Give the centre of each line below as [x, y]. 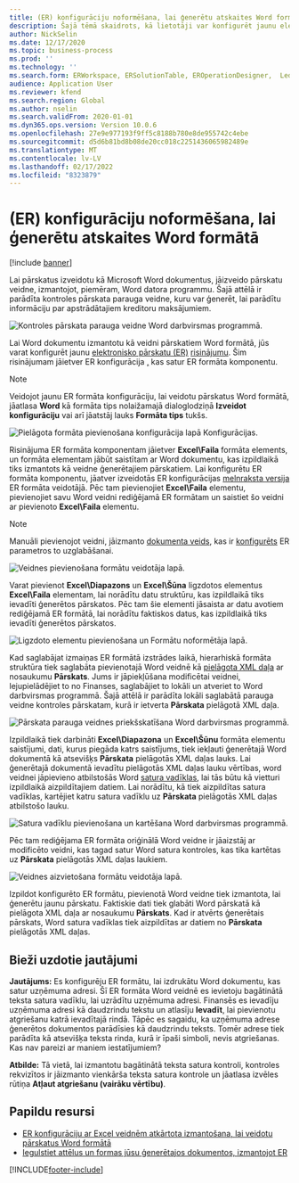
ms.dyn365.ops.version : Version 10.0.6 [83, 126]
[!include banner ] [41, 263]
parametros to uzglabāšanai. [61, 551]
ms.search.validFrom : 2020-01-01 [71, 117]
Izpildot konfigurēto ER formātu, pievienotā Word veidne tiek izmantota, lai [145, 894]
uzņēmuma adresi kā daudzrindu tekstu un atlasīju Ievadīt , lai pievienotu [142, 1010]
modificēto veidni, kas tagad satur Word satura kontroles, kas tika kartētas [145, 850]
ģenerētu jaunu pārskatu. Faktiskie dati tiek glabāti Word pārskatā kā [135, 904]
